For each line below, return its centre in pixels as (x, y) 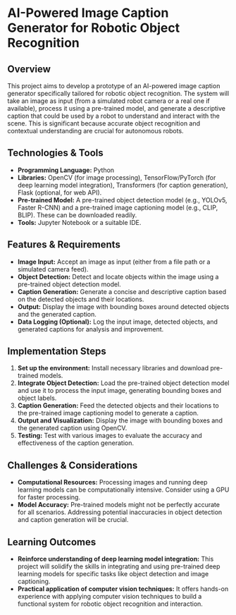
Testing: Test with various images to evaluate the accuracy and (110, 436)
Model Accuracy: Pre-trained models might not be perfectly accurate (119, 505)
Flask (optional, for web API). (60, 193)
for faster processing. (49, 497)
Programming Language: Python (66, 170)
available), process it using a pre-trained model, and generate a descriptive (116, 108)
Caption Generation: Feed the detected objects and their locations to (118, 406)
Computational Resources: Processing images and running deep (112, 482)
